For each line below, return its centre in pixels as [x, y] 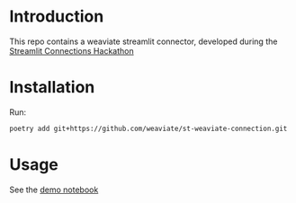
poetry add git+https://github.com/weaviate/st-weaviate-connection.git [148, 128]
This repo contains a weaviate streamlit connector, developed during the [144, 41]
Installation [52, 88]
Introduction [57, 17]
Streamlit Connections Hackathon [72, 50]
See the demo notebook [54, 190]
